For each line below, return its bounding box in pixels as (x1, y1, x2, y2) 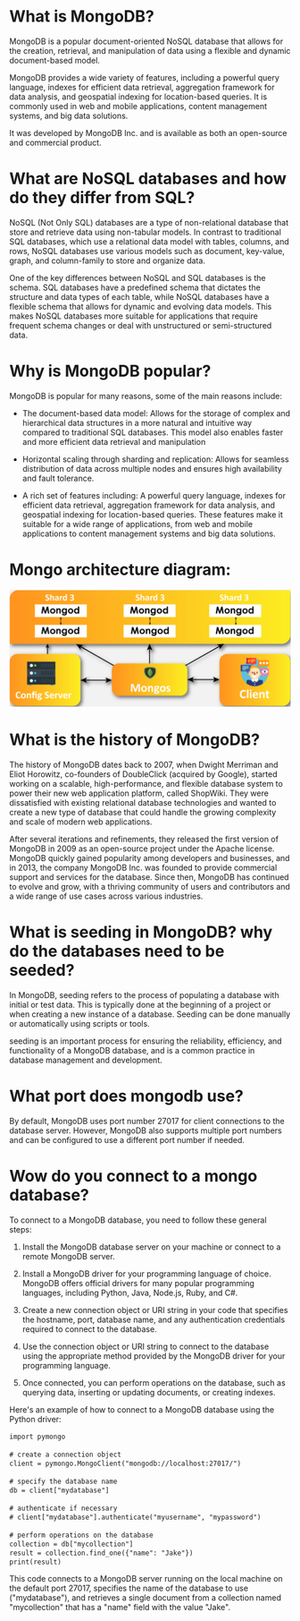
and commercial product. (9, 137, 102, 148)
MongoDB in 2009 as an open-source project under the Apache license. (9, 843, 275, 854)
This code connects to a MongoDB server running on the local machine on (9, 1573, 283, 1583)
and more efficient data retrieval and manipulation (21, 436, 206, 447)
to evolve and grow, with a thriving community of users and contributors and (9, 882, 290, 892)
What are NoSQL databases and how (9, 168, 287, 189)
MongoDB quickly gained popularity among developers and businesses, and (9, 853, 290, 864)
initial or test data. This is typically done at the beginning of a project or (9, 999, 271, 1010)
